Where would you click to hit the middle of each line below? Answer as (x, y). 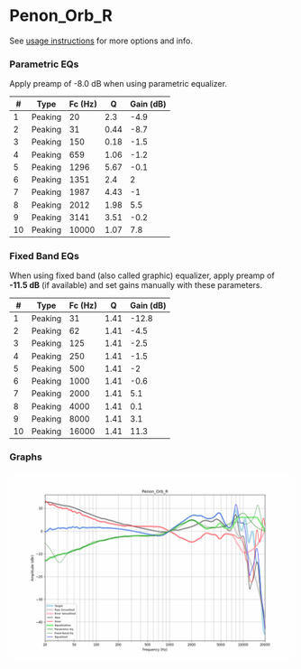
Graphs (26, 457)
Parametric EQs (44, 64)
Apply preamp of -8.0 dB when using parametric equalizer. (119, 84)
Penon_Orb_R (61, 16)
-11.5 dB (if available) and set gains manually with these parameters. (136, 285)
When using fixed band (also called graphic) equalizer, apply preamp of (142, 275)
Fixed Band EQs (44, 256)
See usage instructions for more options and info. (101, 41)
